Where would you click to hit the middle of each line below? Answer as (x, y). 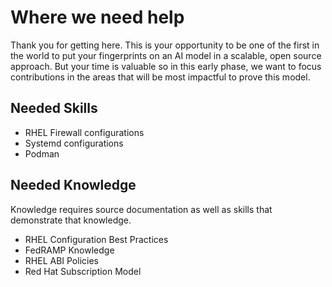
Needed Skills (54, 108)
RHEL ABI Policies (61, 260)
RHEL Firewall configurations (84, 132)
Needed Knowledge (73, 185)
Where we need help (97, 17)
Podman (42, 153)
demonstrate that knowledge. (71, 220)
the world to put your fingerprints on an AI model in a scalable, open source (166, 55)
